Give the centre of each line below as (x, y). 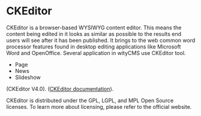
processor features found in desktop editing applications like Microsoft (94, 47)
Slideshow (28, 77)
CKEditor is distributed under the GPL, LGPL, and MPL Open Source (90, 100)
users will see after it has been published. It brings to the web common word (101, 40)
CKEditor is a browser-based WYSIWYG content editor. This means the (94, 28)
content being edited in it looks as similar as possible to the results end (94, 33)
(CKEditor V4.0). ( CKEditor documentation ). (60, 88)
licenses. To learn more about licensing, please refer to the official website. (99, 106)
